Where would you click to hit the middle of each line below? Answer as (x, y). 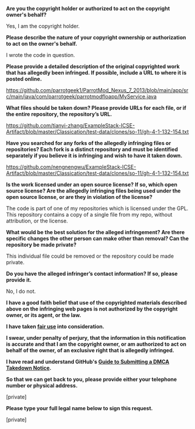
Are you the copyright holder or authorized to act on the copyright (88, 9)
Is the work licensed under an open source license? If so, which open (92, 185)
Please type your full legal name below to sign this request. (80, 408)
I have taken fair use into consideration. (55, 326)
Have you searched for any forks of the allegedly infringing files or (89, 143)
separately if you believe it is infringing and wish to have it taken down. (94, 156)
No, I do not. (21, 291)
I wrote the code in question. (40, 55)
